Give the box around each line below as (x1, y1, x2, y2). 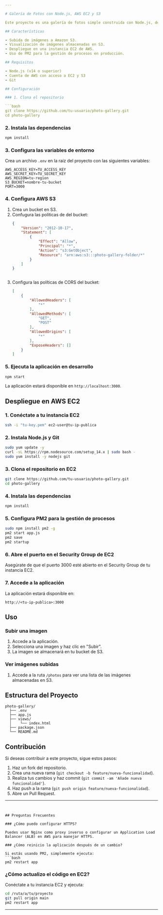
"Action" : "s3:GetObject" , (38, 248, 93, 253)
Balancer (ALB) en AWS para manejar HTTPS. (5, 835, 95, 839)
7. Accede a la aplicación (5, 579, 65, 586)
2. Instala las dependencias (5, 124, 71, 131)
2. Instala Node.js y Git (5, 434, 60, 441)
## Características (5, 29, 45, 34)
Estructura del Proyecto (5, 691, 79, 699)
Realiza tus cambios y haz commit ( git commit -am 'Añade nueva (12, 775, 142, 781)
